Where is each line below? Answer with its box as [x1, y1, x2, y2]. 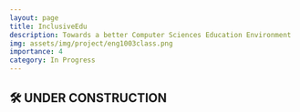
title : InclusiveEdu [9, 22, 88, 31]
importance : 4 [9, 47, 64, 56]
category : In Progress [9, 56, 96, 65]
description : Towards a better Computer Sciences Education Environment [9, 30, 292, 39]
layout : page [9, 13, 59, 23]
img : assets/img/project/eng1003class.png [9, 38, 173, 48]
